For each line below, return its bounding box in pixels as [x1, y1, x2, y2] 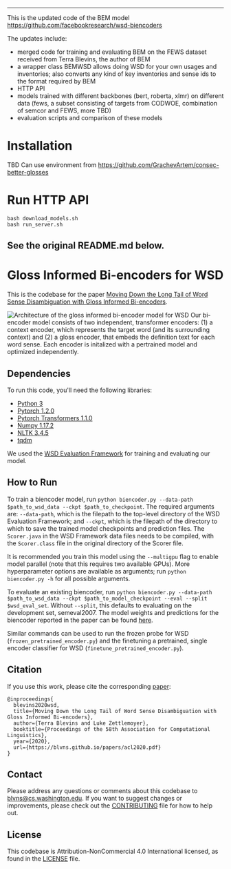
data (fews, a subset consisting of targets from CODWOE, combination [16, 99, 218, 107]
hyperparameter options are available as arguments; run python [7, 567, 187, 575]
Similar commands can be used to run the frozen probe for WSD [7, 629, 189, 637]
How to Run [7, 477, 58, 489]
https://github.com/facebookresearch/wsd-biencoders [7, 21, 163, 29]
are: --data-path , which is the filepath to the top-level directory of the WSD [7, 509, 220, 518]
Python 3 [16, 400, 43, 408]
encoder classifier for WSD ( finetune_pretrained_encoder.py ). [7, 643, 184, 652]
